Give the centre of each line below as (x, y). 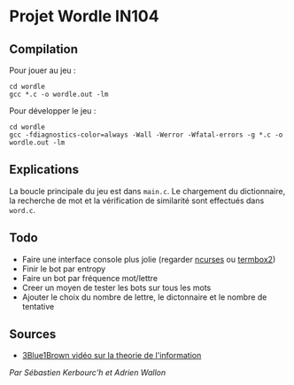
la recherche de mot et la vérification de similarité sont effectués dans (137, 200)
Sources (33, 334)
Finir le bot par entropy (64, 269)
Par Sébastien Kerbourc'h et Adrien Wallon (88, 373)
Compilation (43, 49)
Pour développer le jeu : (53, 111)
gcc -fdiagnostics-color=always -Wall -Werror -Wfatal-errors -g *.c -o (146, 135)
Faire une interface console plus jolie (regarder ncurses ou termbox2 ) (149, 259)
